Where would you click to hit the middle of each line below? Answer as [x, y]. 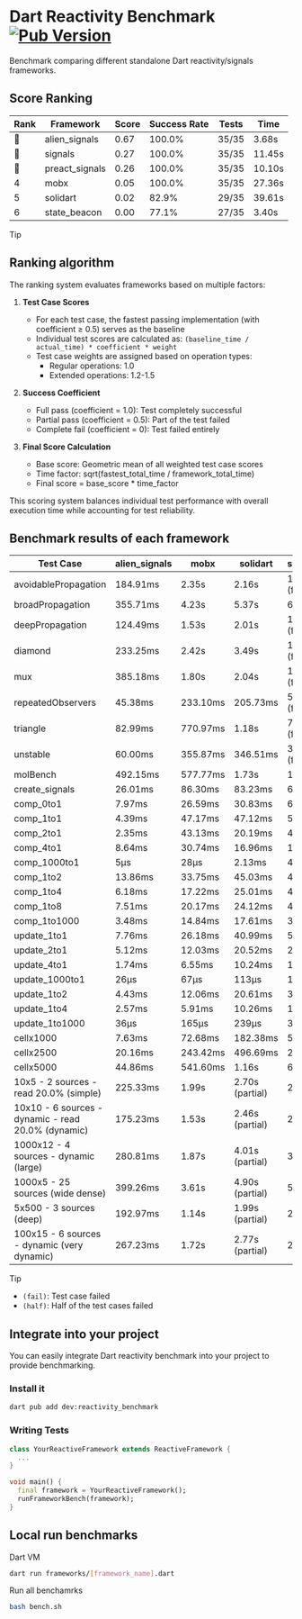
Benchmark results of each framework [120, 538]
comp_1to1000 [47, 921]
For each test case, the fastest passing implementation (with [147, 319]
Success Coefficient [61, 393]
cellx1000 [36, 1038]
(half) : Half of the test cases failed [88, 1306]
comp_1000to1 [47, 863]
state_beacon [73, 212]
